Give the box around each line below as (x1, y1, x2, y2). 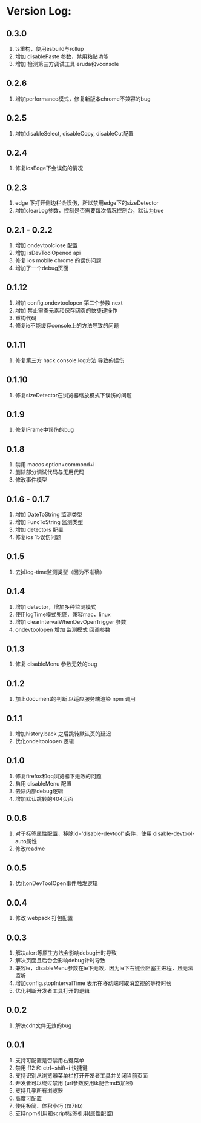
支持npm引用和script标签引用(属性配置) (15, 1110, 114, 1117)
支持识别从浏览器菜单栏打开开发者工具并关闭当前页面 (15, 1072, 148, 1079)
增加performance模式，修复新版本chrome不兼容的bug (15, 95, 151, 102)
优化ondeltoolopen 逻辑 (15, 738, 74, 744)
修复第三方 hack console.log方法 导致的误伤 (15, 356, 125, 364)
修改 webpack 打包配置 (15, 915, 73, 922)
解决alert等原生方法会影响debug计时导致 (15, 949, 117, 956)
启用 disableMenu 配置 (15, 780, 72, 787)
